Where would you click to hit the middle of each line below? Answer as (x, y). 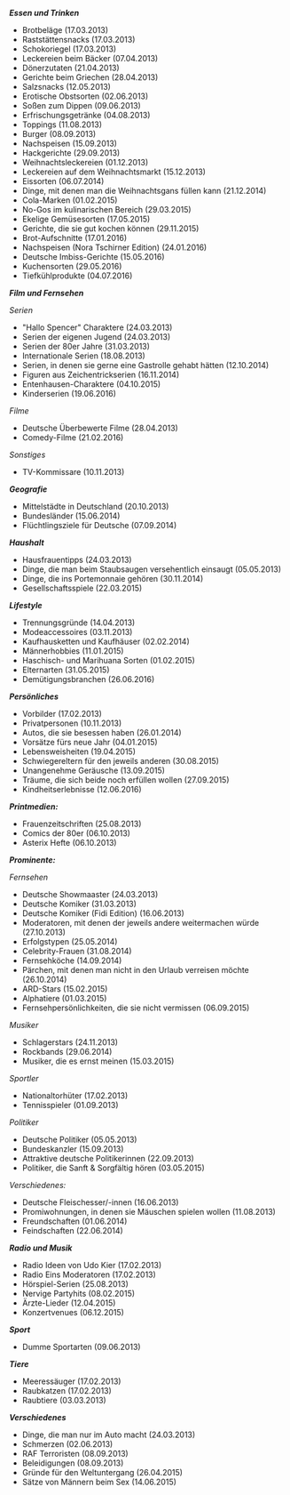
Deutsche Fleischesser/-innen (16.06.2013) (100, 1202)
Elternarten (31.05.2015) (66, 670)
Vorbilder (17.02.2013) (62, 714)
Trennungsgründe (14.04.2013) (78, 623)
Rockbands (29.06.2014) (67, 1052)
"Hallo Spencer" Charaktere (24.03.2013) (97, 327)
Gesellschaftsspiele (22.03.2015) (82, 588)
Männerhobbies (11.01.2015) (73, 651)
